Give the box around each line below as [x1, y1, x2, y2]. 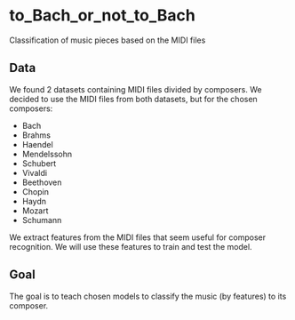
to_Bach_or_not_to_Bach [9, 5, 195, 26]
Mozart [21, 205, 49, 216]
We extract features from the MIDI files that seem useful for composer [9, 232, 267, 243]
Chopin [21, 186, 49, 196]
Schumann [21, 214, 62, 225]
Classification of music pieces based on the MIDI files [9, 35, 206, 45]
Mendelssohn [21, 148, 73, 159]
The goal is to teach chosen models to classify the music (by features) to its [9, 291, 287, 301]
